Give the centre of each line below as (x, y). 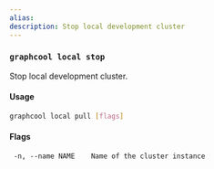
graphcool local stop (57, 57)
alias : (22, 18)
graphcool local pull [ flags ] (67, 116)
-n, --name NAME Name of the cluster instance (109, 156)
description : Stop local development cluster (97, 26)
